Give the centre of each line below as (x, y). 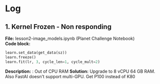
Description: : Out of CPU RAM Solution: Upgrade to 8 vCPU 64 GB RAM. (80, 71)
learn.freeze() (21, 57)
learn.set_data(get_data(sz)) (36, 53)
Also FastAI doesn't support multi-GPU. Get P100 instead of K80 (70, 76)
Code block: (18, 44)
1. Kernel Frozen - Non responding (58, 27)
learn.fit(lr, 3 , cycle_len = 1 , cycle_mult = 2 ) (52, 62)
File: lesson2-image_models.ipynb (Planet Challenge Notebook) (70, 38)
